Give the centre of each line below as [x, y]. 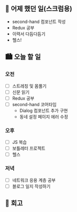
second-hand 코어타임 [34, 104]
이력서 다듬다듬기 [29, 34]
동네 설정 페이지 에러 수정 [44, 116]
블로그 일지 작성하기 [31, 186]
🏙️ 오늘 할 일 [23, 57]
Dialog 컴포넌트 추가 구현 [44, 110]
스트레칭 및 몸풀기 [29, 86]
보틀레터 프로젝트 [29, 148]
